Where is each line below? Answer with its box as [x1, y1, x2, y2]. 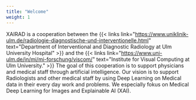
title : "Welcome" [6, 8, 49, 15]
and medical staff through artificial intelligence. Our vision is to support [6, 68, 179, 75]
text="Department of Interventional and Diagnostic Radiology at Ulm [6, 43, 172, 50]
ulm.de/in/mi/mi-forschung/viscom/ [6, 56, 93, 63]
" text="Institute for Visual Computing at [92, 56, 190, 63]
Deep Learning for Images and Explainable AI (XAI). [6, 87, 131, 94]
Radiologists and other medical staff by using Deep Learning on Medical [6, 75, 182, 82]
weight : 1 [6, 14, 31, 20]
